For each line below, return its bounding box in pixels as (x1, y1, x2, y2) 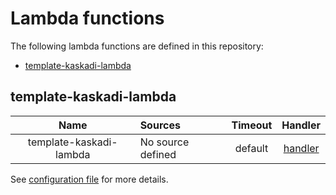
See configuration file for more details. (10, 173, 169, 185)
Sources (139, 118, 181, 132)
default (234, 141, 269, 155)
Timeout (231, 118, 273, 132)
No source (139, 135, 190, 149)
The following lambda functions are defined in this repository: (10, 40, 264, 52)
